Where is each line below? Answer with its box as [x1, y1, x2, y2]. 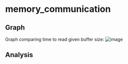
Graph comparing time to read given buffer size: [5, 36, 104, 42]
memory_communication [5, 3, 111, 15]
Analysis [5, 51, 33, 59]
